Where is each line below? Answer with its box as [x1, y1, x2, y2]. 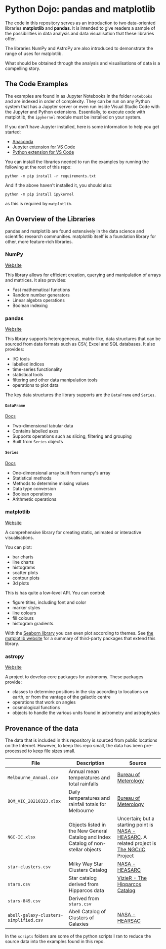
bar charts [12, 554, 34, 560]
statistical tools [12, 372, 43, 378]
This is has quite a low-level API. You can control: [5, 590, 106, 595]
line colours [12, 610, 37, 616]
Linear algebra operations [12, 297, 65, 303]
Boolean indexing [12, 302, 48, 308]
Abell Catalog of [68, 908, 106, 915]
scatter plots [12, 569, 38, 576]
